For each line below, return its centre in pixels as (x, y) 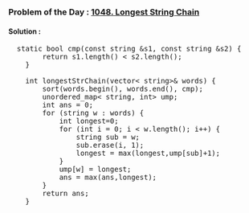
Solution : (25, 31)
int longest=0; (89, 121)
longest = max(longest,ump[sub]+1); (148, 154)
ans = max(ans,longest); (108, 178)
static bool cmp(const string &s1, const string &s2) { (129, 49)
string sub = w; (108, 137)
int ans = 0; (68, 105)
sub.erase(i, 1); (110, 145)
